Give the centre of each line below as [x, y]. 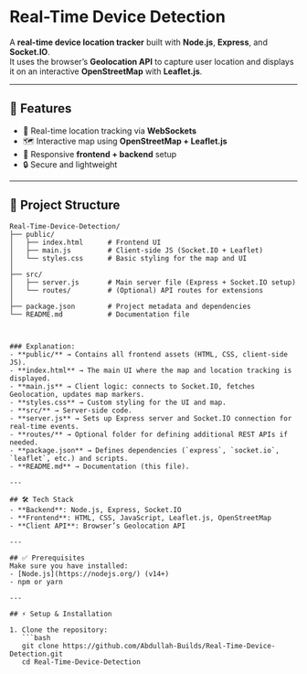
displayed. [30, 378]
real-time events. [44, 426]
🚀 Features [41, 108]
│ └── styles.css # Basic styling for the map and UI [128, 258]
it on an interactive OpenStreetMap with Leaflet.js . [106, 71]
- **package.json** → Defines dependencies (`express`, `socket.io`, [145, 450]
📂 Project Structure [65, 205]
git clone [40, 646]
